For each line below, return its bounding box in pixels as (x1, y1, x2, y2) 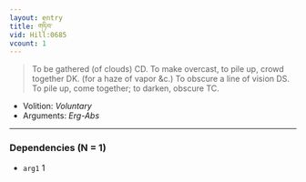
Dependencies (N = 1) (9, 142, 107, 155)
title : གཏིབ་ (9, 22, 53, 31)
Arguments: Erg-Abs (22, 110, 100, 121)
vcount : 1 (9, 38, 47, 48)
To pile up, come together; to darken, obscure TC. (31, 83, 220, 94)
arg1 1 (22, 162, 46, 173)
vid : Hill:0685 (9, 30, 67, 39)
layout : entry (9, 13, 64, 23)
